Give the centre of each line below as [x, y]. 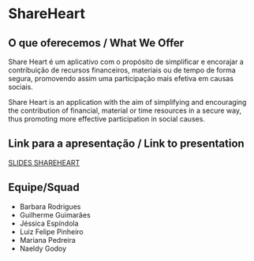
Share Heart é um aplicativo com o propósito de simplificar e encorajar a [126, 62]
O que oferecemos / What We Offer [96, 43]
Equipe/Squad [44, 187]
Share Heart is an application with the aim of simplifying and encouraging [127, 102]
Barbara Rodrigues [50, 207]
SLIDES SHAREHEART [44, 162]
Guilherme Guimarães [55, 214]
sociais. [21, 87]
